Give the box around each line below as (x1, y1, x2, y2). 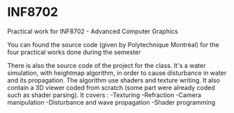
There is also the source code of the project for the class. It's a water (7, 61, 206, 69)
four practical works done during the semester (7, 48, 141, 56)
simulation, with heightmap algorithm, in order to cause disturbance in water (7, 69, 227, 77)
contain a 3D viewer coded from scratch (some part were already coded (7, 83, 215, 92)
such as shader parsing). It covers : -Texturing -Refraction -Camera (7, 91, 201, 99)
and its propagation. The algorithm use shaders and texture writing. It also (7, 76, 220, 84)
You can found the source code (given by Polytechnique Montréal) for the (7, 40, 219, 49)
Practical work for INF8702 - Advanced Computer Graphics (7, 27, 178, 35)
